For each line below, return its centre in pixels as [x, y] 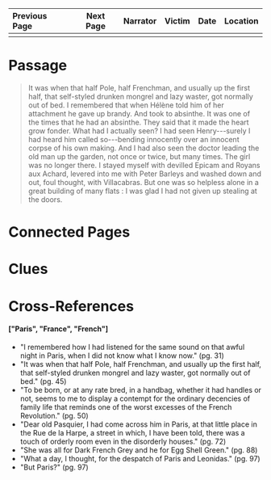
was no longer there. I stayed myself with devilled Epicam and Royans [144, 165]
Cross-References [71, 306]
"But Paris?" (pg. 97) [54, 467]
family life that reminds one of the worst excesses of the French [126, 406]
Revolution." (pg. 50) [54, 415]
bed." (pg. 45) [43, 381]
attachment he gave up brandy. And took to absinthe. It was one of [139, 113]
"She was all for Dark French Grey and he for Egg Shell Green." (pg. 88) [139, 450]
